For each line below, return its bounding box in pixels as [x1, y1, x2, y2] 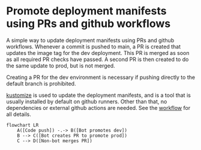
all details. [6, 111, 32, 118]
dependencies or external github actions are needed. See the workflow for [6, 104, 191, 111]
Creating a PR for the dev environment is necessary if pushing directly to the [6, 74, 196, 81]
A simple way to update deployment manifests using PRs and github [6, 36, 175, 44]
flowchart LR [6, 122, 39, 128]
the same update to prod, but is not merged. [6, 62, 115, 69]
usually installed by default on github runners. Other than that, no [6, 97, 167, 105]
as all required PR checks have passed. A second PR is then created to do [6, 56, 189, 63]
